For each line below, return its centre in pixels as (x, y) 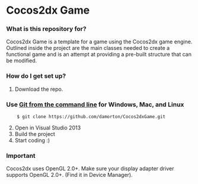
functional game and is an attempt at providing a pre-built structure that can (99, 55)
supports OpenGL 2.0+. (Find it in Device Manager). (69, 175)
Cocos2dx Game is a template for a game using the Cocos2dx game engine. (99, 42)
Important (21, 156)
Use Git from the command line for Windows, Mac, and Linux (95, 104)
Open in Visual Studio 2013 (48, 128)
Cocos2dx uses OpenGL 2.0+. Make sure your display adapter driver (90, 169)
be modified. (22, 61)
